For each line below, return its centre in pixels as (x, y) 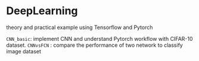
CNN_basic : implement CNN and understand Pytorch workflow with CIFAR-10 (99, 38)
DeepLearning (42, 11)
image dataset (24, 51)
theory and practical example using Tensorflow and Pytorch (80, 27)
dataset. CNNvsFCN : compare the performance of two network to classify (94, 45)
